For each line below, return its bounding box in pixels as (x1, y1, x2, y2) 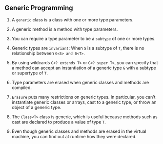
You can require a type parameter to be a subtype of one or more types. (11, 36, 156, 41)
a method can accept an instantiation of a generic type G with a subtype (11, 65, 157, 71)
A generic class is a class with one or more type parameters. (11, 17, 134, 22)
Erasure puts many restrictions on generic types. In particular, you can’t (11, 94, 156, 100)
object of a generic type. (11, 104, 61, 110)
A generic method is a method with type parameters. (11, 26, 118, 32)
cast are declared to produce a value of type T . (11, 119, 106, 125)
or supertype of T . (11, 70, 48, 76)
